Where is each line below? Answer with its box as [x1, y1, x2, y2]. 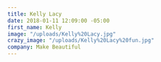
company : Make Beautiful [7, 43, 81, 51]
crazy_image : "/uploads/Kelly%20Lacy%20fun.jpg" [7, 37, 155, 44]
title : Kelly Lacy [7, 10, 62, 18]
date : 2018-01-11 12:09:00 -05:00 [7, 17, 110, 24]
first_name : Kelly [7, 24, 62, 31]
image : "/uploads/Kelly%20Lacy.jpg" [7, 30, 116, 38]
